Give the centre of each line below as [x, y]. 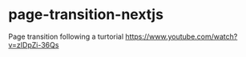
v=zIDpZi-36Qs [34, 44]
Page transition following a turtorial [66, 36]
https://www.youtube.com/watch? [181, 36]
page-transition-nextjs [86, 15]
